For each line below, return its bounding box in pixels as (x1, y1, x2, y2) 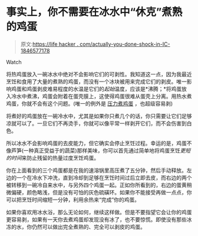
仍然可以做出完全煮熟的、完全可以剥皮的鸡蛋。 (31, 223, 146, 230)
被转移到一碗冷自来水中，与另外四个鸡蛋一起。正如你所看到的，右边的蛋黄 (6, 181, 187, 188)
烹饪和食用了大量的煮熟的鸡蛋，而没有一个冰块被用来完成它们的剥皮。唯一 (6, 77, 187, 85)
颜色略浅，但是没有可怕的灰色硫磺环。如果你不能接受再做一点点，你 (26, 188, 192, 195)
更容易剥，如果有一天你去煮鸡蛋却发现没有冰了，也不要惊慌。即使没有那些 (6, 215, 187, 223)
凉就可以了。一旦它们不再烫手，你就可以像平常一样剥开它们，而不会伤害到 (6, 120, 187, 127)
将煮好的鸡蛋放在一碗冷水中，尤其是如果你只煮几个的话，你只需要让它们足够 (6, 112, 192, 119)
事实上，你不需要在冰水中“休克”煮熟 (6, 5, 183, 19)
